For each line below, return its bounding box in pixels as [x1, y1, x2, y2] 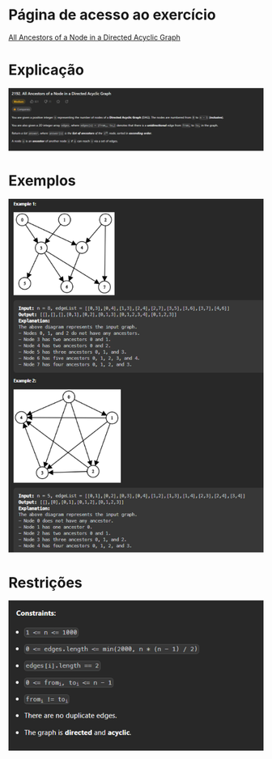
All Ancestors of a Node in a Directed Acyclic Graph [8, 32, 181, 42]
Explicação [8, 61, 85, 79]
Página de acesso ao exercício [8, 6, 216, 24]
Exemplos [8, 172, 77, 190]
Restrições [8, 573, 83, 592]
